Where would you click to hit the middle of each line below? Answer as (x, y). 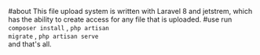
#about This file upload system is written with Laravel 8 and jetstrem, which (130, 11)
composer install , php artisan (59, 27)
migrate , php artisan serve (53, 36)
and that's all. (30, 44)
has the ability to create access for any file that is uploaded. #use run (120, 19)
